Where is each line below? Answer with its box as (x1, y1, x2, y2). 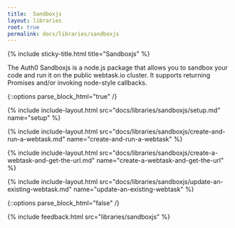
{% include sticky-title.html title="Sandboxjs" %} (7, 50, 150, 58)
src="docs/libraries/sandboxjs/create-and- (99, 127, 226, 136)
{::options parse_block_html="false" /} (7, 199, 120, 207)
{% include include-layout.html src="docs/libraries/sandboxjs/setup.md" (7, 106, 221, 114)
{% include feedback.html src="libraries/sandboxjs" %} (7, 212, 171, 221)
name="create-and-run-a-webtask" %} (66, 135, 183, 143)
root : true (7, 23, 40, 31)
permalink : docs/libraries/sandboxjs (7, 30, 120, 38)
